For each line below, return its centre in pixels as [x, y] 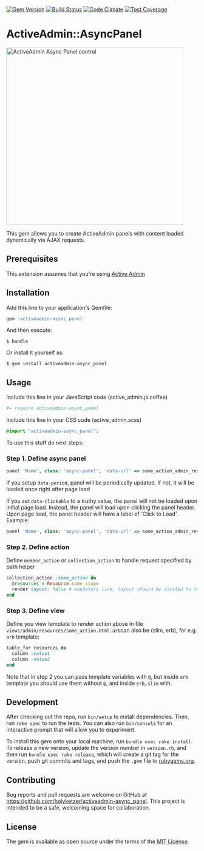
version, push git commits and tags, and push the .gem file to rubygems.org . [101, 761]
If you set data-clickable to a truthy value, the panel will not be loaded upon [102, 501]
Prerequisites [32, 259]
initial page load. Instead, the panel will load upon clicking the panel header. [101, 508]
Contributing [31, 780]
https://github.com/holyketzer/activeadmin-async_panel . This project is [96, 801]
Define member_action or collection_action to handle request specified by [99, 561]
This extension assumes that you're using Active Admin [76, 273]
